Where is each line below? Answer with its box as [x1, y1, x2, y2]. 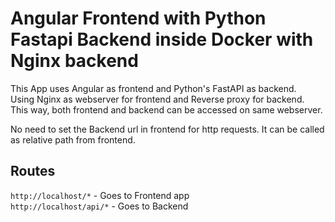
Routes [10, 163, 56, 180]
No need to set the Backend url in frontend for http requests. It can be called [10, 123, 325, 135]
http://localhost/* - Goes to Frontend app [10, 189, 190, 201]
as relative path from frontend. [10, 133, 136, 146]
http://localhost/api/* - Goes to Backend [10, 200, 189, 212]
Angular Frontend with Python [10, 7, 267, 30]
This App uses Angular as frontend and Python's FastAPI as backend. [10, 82, 297, 94]
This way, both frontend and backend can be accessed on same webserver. [10, 103, 323, 116]
